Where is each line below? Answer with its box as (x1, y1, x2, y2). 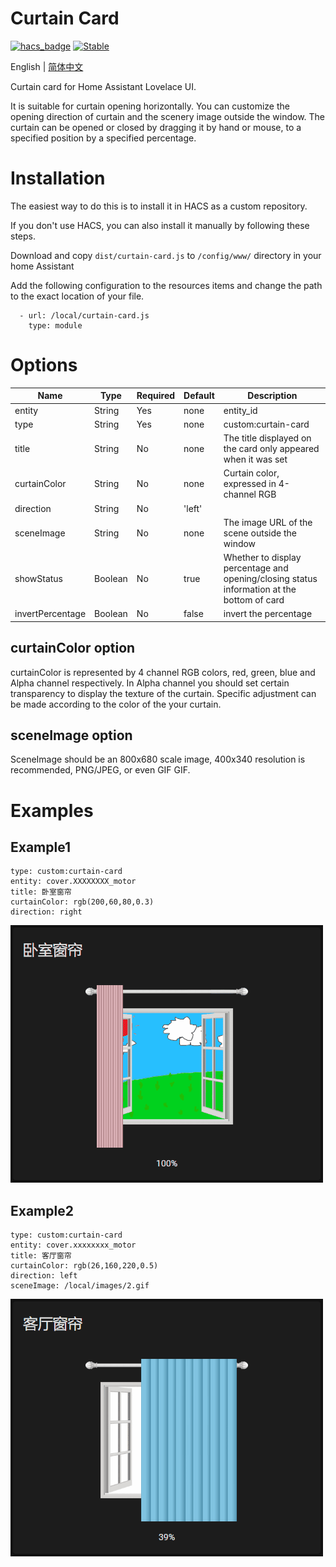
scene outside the (223, 527, 297, 539)
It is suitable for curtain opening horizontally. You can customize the (10, 100, 290, 112)
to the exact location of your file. (10, 290, 145, 302)
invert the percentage (223, 608, 313, 620)
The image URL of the (223, 516, 313, 528)
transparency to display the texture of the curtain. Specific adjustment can (10, 687, 317, 699)
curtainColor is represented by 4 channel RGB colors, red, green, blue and (10, 666, 316, 678)
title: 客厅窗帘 (10, 1251, 72, 1261)
